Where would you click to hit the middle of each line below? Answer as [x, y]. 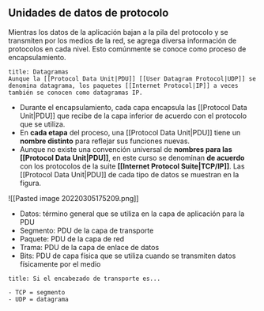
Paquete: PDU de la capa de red [72, 239]
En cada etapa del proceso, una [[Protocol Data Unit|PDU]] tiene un [130, 132]
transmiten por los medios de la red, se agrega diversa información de [123, 40]
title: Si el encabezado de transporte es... [84, 279]
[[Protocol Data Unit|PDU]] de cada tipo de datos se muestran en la [129, 174]
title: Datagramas [38, 72]
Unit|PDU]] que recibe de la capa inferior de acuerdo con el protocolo [133, 116]
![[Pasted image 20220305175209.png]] [74, 198]
